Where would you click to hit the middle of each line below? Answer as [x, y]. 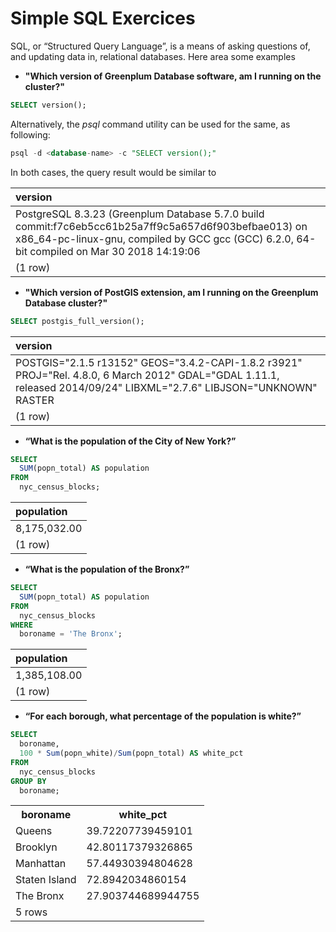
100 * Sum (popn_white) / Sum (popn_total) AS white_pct [131, 753]
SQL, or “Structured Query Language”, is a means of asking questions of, [160, 46]
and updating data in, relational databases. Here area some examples [153, 56]
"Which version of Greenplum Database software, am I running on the [173, 76]
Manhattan [41, 864]
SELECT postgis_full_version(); [77, 321]
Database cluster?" [66, 303]
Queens [34, 831]
